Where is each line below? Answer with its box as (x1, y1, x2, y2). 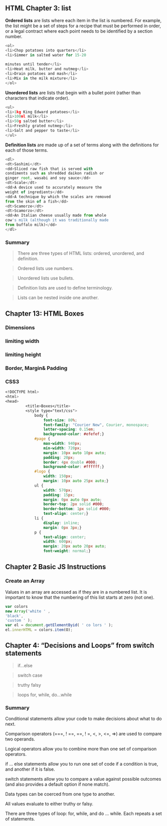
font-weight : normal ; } (43, 548, 91, 554)
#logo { (34, 469, 51, 474)
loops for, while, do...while (17, 691, 72, 698)
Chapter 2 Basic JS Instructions (5, 563, 106, 571)
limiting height (5, 351, 41, 358)
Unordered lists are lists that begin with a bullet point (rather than (5, 89, 141, 96)
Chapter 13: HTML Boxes (5, 309, 84, 318)
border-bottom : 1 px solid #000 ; (43, 506, 111, 512)
